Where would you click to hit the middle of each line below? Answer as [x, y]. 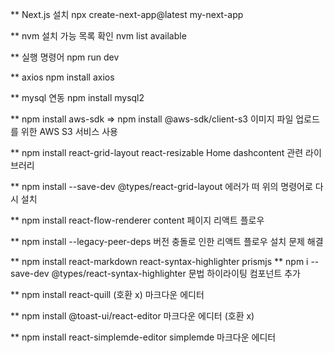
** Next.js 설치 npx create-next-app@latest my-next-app [127, 14]
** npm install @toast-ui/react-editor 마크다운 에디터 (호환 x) [132, 316]
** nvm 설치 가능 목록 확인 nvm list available [98, 36]
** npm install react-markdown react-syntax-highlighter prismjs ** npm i [159, 261]
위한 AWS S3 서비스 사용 [69, 131]
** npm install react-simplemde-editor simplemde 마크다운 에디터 [143, 337]
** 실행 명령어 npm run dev [65, 57]
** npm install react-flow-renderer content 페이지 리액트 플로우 [137, 220]
